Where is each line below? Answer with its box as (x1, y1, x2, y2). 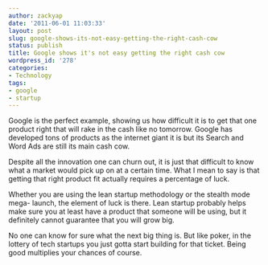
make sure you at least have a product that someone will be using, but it (8, 206, 247, 217)
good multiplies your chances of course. (8, 248, 142, 258)
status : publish (8, 42, 63, 50)
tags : (8, 79, 27, 87)
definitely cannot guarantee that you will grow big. (8, 215, 175, 225)
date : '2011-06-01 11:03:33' (8, 19, 106, 27)
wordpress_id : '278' (8, 57, 78, 65)
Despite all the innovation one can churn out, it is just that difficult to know (8, 157, 254, 167)
